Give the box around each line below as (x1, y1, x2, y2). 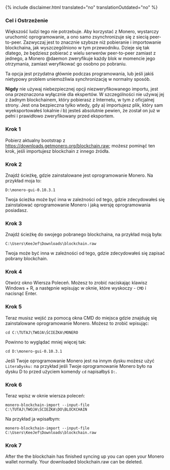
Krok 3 (5, 220, 22, 227)
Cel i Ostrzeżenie (5, 17, 48, 24)
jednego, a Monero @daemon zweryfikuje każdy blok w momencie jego (5, 55, 156, 61)
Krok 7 (5, 442, 22, 449)
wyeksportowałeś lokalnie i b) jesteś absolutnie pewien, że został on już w (5, 108, 160, 114)
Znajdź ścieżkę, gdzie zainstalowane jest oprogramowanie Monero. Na (5, 172, 153, 178)
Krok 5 (5, 303, 22, 310)
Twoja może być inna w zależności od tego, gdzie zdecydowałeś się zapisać (5, 250, 165, 256)
